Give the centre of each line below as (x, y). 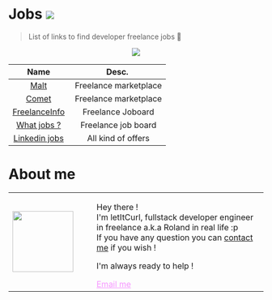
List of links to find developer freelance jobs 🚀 (105, 36)
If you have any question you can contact (175, 238)
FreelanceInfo (38, 112)
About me (42, 174)
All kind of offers (118, 138)
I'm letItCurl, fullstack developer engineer (175, 217)
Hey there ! (118, 207)
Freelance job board (119, 125)
